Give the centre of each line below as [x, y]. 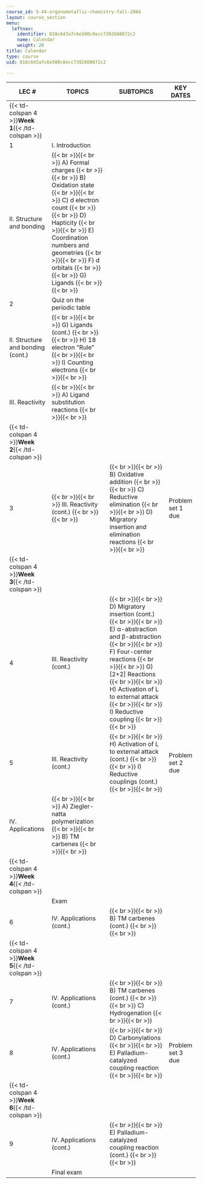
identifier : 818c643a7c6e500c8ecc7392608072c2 [76, 34]
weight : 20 [31, 46]
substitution [68, 402]
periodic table [71, 307]
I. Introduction [71, 145]
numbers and [70, 245]
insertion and [128, 526]
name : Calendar [36, 40]
